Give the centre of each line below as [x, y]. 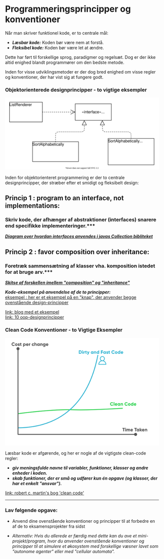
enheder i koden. [30, 473]
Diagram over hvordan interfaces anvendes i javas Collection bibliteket [79, 237]
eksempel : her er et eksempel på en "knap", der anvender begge [71, 297]
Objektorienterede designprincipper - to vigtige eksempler [76, 90]
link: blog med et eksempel [32, 312]
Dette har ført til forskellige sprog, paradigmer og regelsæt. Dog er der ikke [81, 57]
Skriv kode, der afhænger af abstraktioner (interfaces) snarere [81, 219]
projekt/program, [29, 541]
